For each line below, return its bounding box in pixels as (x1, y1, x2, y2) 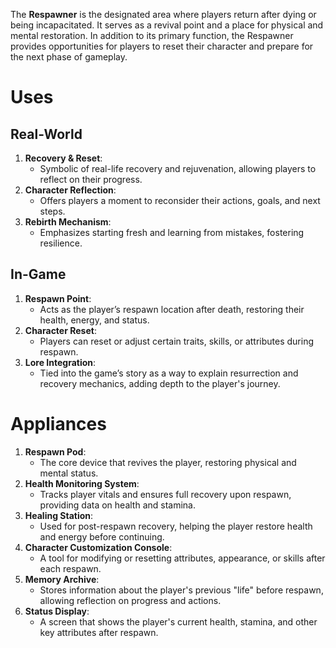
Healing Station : (24, 509, 94, 521)
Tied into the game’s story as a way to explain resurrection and (39, 367, 299, 379)
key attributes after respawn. (39, 626, 159, 638)
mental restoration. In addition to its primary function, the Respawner (10, 30, 294, 41)
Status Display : (24, 605, 90, 617)
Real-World (10, 125, 83, 143)
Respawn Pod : (24, 445, 87, 458)
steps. (39, 205, 66, 217)
